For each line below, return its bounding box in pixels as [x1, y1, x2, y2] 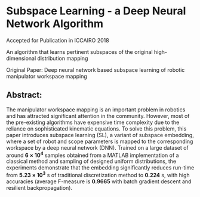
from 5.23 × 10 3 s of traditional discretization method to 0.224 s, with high [6, 171, 190, 179]
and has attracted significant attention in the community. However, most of [6, 112, 190, 119]
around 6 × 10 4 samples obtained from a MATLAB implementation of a [6, 150, 179, 159]
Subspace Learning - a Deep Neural [6, 4, 186, 18]
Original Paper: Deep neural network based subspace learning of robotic [6, 66, 185, 73]
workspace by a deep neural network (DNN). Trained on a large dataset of [6, 144, 189, 151]
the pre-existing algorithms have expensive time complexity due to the [6, 119, 180, 126]
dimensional [6, 54, 36, 62]
